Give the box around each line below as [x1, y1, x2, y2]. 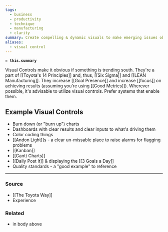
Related [5, 210, 24, 217]
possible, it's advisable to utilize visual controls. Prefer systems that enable [5, 88, 160, 94]
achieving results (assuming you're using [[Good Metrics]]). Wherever [5, 83, 149, 89]
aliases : [5, 40, 23, 45]
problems [12, 142, 32, 148]
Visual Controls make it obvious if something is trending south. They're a [5, 67, 155, 73]
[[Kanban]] [12, 148, 35, 154]
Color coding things [12, 132, 53, 138]
